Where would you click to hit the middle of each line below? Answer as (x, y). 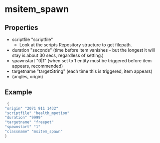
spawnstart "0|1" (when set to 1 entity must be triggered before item (82, 61)
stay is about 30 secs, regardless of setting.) (58, 55)
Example (18, 92)
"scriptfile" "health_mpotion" (37, 113)
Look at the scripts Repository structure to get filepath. (76, 45)
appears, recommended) (37, 66)
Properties (21, 28)
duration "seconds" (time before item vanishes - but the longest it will (83, 50)
